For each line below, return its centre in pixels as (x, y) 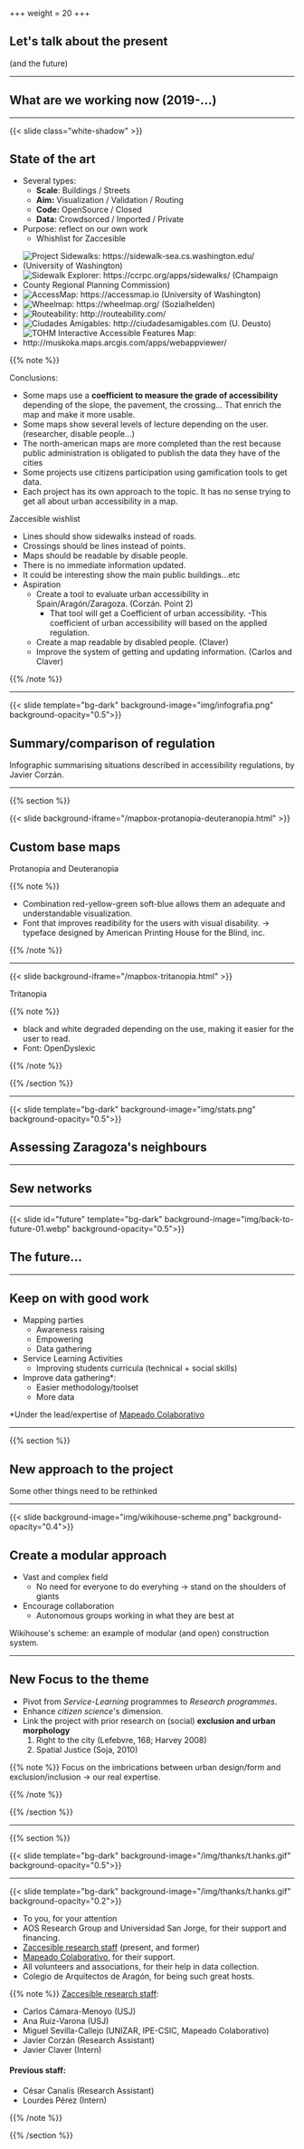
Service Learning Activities (73, 1359)
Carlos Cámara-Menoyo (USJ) (79, 2011)
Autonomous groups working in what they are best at (135, 1615)
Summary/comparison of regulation (112, 743)
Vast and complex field (65, 1576)
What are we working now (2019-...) (113, 100)
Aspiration (42, 584)
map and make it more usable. (79, 415)
